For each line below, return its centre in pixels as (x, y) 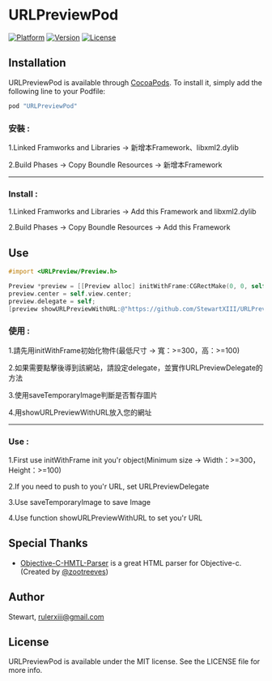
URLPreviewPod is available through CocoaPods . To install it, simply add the (136, 82)
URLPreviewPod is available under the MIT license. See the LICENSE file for (134, 662)
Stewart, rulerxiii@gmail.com (56, 616)
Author (26, 597)
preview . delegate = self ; (52, 301)
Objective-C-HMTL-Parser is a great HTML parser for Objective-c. (131, 562)
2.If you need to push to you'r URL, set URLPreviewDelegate (109, 486)
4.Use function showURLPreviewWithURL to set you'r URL (106, 518)
